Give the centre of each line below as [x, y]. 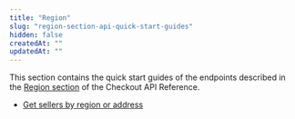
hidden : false [36, 35]
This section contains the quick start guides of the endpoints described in [148, 77]
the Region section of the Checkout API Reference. [105, 87]
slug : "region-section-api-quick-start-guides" [102, 26]
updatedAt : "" [36, 52]
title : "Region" [40, 18]
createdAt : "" [36, 43]
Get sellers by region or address [83, 104]
